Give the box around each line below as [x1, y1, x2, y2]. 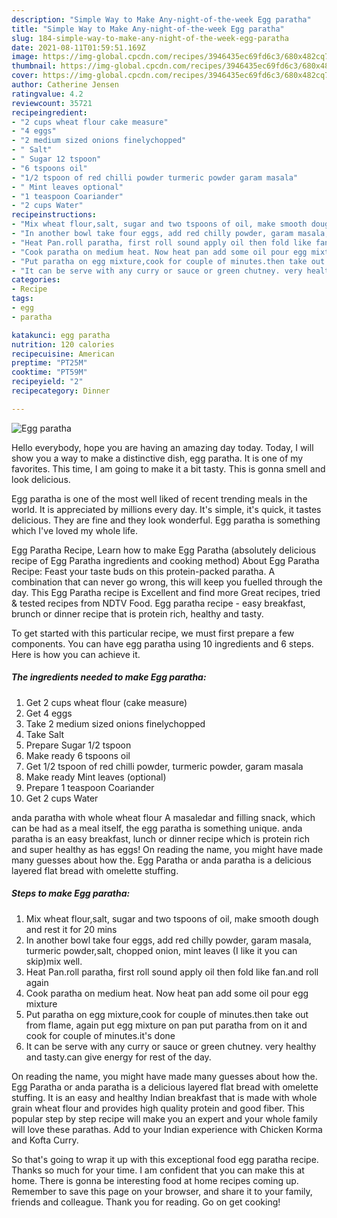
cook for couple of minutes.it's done [25, 1029, 176, 1041]
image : [11, 52, 39, 62]
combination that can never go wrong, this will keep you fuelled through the [11, 576, 323, 588]
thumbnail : [11, 61, 57, 71]
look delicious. [11, 473, 71, 485]
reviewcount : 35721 [11, 98, 93, 108]
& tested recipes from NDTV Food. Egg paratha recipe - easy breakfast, [11, 597, 306, 609]
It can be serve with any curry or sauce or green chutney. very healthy [25, 1040, 317, 1052]
